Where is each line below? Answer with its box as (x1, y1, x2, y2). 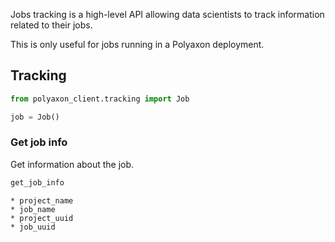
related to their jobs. (10, 19, 93, 31)
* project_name (10, 195, 74, 206)
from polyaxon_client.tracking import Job (10, 94, 190, 104)
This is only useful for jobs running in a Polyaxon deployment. (10, 39, 265, 50)
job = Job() (10, 112, 60, 122)
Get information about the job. (10, 158, 135, 170)
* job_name (10, 204, 56, 214)
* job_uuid (10, 222, 56, 232)
